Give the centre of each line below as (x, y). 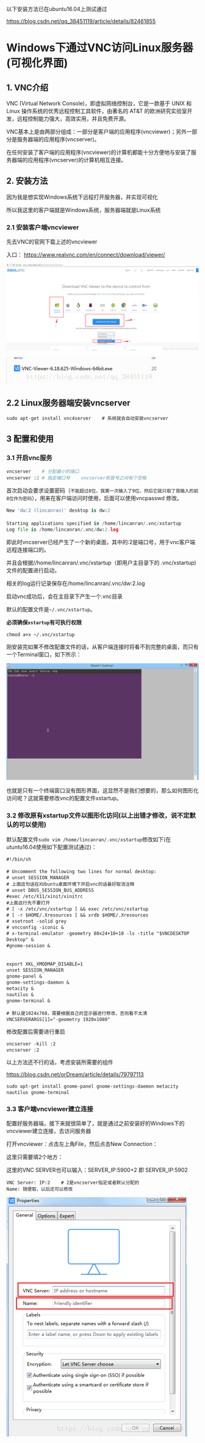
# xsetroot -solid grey (37, 921)
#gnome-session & (28, 946)
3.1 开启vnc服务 (30, 457)
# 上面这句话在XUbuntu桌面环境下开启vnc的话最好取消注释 (70, 884)
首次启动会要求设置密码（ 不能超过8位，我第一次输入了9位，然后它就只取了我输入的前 (103, 490)
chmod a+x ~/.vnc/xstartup (41, 635)
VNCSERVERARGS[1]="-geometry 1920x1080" (59, 1019)
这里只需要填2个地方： (35, 1157)
